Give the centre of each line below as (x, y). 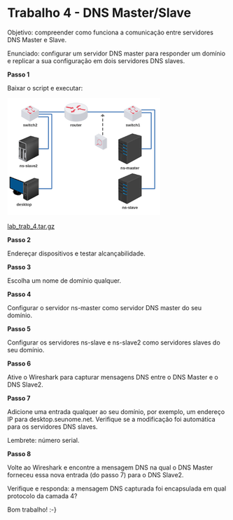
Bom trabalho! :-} (32, 509)
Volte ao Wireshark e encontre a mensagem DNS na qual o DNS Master (110, 467)
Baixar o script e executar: (45, 88)
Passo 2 (19, 239)
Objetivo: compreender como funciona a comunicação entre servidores (110, 32)
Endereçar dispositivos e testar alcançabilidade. (76, 253)
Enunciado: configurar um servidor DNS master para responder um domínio (116, 53)
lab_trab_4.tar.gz (31, 226)
